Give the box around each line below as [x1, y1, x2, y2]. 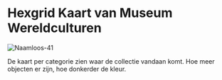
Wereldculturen [7, 20, 102, 36]
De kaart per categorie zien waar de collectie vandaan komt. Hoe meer [7, 57, 215, 65]
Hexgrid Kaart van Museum [7, 5, 173, 21]
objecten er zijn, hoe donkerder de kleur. [7, 64, 127, 73]
